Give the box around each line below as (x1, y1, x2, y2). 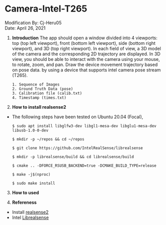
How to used (12, 189, 39, 195)
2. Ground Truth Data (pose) (12, 86, 73, 91)
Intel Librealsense (12, 214, 49, 220)
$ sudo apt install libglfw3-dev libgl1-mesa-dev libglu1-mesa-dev (12, 123, 156, 128)
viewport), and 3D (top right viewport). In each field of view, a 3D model (12, 45, 161, 51)
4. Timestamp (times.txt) (12, 95, 66, 100)
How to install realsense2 (12, 104, 66, 110)
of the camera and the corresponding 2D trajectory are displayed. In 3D (12, 51, 160, 57)
